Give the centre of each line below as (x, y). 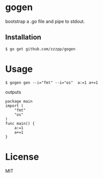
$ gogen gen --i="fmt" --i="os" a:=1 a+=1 (52, 83)
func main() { (20, 123)
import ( (14, 105)
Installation (23, 37)
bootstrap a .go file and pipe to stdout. (45, 21)
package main (19, 101)
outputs (13, 92)
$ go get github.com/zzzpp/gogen (40, 49)
